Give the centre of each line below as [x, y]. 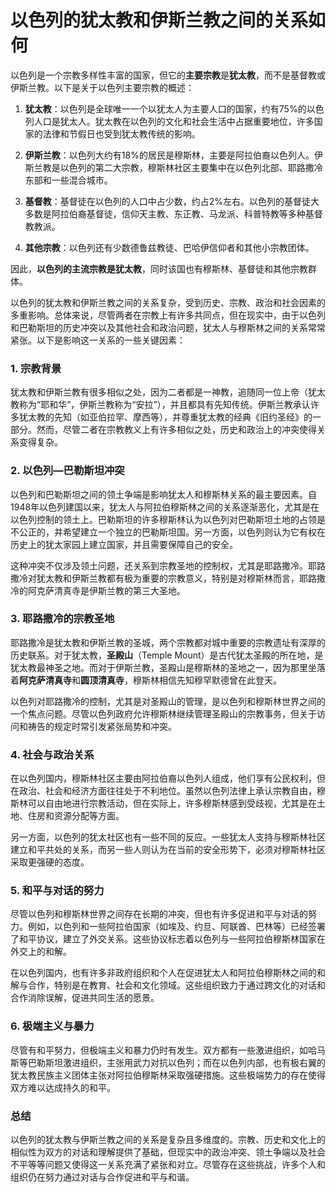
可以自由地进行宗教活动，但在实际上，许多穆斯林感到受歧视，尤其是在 [172, 803]
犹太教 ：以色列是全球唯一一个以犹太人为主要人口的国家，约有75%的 [165, 108]
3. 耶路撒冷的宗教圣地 [62, 619]
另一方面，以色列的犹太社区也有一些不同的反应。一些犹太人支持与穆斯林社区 [168, 837]
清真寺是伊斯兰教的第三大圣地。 [119, 590]
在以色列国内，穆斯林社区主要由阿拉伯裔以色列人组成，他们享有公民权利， [163, 778]
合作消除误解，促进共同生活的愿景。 [85, 998]
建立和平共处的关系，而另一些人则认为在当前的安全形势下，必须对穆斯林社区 [168, 850]
